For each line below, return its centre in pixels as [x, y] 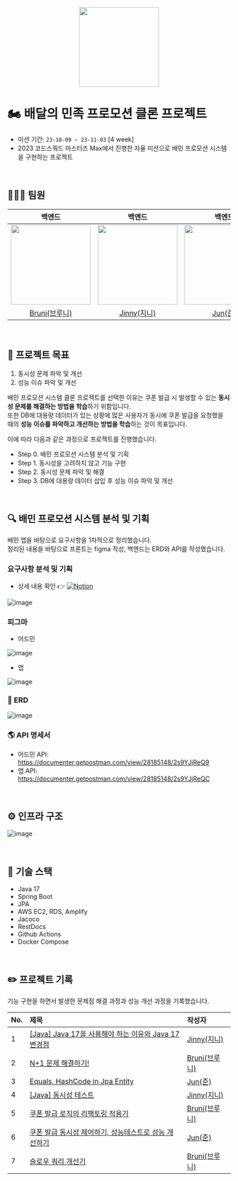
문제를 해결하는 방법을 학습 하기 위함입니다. [73, 406]
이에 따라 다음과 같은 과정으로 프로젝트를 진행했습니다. [82, 439]
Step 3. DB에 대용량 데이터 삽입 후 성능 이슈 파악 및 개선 [95, 480]
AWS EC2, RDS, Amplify [52, 912]
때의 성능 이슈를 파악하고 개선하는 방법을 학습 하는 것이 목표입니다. [97, 424]
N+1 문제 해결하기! [59, 1063]
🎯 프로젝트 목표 [38, 355]
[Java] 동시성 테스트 [62, 1095]
